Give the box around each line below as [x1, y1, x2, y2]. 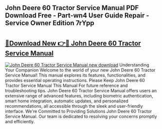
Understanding [119, 62, 149, 67]
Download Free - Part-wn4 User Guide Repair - [5, 12, 149, 20]
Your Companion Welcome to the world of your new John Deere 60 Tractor [5, 67, 156, 73]
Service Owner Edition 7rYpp [5, 19, 95, 27]
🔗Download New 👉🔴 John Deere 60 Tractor [5, 39, 141, 48]
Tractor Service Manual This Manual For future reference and [5, 82, 128, 88]
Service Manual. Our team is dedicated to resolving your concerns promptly [5, 113, 157, 119]
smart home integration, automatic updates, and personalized [5, 98, 129, 104]
